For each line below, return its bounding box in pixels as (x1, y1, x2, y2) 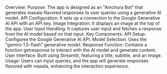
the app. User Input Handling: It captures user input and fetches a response (5, 26, 162, 32)
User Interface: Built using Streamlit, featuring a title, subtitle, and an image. (5, 52, 162, 58)
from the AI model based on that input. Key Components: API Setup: (5, 31, 146, 37)
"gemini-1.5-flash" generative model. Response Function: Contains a (5, 42, 147, 47)
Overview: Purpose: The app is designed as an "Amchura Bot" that (5, 5, 143, 10)
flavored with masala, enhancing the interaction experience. (5, 63, 129, 69)
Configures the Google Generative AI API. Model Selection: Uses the (5, 36, 147, 42)
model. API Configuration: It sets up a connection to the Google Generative (5, 15, 160, 21)
